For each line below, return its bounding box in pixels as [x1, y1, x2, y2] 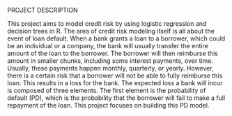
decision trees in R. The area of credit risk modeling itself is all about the [7, 27, 215, 35]
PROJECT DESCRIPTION [7, 6, 78, 14]
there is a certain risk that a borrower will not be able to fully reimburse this [7, 71, 223, 80]
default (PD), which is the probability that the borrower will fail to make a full [7, 94, 226, 102]
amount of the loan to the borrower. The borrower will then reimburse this [7, 49, 218, 57]
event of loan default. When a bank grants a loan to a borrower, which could [7, 34, 226, 43]
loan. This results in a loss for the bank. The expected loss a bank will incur [7, 79, 223, 87]
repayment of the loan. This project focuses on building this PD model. [7, 101, 210, 109]
